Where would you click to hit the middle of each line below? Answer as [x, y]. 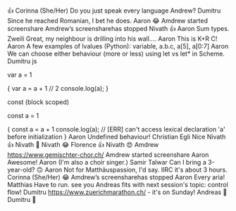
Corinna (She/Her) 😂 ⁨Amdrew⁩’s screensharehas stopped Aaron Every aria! [116, 177]
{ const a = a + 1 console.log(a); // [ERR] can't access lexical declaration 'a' [116, 129]
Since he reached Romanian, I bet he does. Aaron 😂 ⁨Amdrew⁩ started [108, 21]
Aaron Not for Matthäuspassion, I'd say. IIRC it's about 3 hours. [136, 170]
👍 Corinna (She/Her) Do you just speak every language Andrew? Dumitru [114, 11]
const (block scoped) [38, 102]
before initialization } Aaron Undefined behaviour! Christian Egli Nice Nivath [117, 137]
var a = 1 [20, 75]
